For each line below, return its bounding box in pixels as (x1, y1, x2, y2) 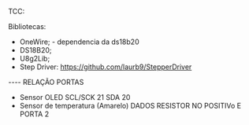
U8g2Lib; (19, 54, 50, 63)
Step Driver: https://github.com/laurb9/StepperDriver (19, 62, 192, 72)
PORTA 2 (19, 109, 50, 119)
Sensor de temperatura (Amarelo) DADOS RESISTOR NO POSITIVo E (19, 101, 242, 110)
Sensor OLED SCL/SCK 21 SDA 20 (19, 93, 131, 101)
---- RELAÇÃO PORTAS (8, 78, 84, 86)
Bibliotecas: (8, 22, 46, 31)
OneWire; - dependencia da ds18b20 (19, 37, 139, 46)
